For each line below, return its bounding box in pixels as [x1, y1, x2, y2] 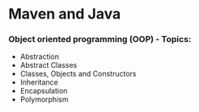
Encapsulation [19, 86, 68, 96]
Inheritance [19, 77, 59, 87]
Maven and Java [8, 5, 121, 23]
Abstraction [19, 52, 59, 61]
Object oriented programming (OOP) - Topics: [8, 34, 192, 45]
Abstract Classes [19, 60, 78, 70]
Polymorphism [19, 94, 69, 105]
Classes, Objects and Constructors [19, 69, 137, 79]
